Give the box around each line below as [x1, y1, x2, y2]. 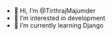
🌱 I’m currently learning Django [13, 21, 104, 29]
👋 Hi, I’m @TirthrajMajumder [13, 7, 96, 15]
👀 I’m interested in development [13, 14, 106, 22]
